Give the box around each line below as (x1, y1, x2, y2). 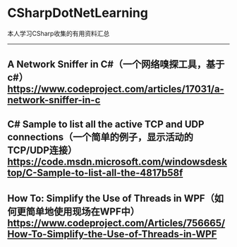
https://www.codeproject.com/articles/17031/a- (7, 83, 224, 95)
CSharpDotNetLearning (7, 5, 148, 21)
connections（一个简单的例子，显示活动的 (7, 131, 194, 143)
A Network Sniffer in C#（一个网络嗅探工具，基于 (7, 59, 225, 71)
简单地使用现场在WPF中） (25, 206, 140, 218)
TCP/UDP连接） (7, 144, 78, 156)
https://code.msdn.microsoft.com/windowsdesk (7, 155, 228, 167)
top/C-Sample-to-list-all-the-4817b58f (7, 167, 183, 179)
